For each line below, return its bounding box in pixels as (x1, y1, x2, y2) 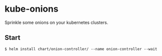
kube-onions (4, 3, 59, 15)
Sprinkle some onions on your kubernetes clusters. (4, 19, 108, 25)
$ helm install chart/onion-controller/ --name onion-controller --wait (4, 46, 158, 52)
